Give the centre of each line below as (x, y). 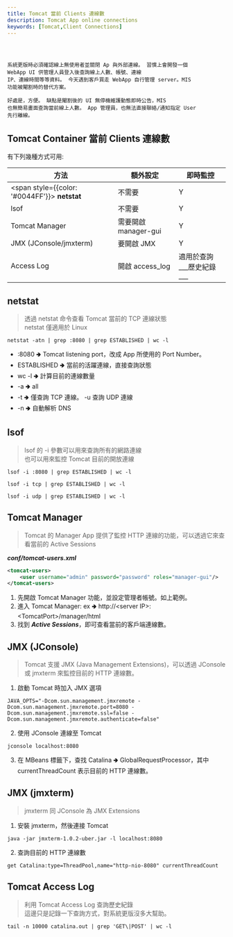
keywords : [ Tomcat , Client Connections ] (65, 26)
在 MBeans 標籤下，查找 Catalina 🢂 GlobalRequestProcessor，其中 (113, 760)
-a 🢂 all (28, 386)
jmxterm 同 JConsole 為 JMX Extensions (82, 810)
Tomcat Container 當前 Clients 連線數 (88, 139)
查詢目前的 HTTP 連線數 (52, 852)
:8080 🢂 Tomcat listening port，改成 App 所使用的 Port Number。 (111, 354)
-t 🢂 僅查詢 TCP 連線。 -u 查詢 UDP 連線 (75, 397)
